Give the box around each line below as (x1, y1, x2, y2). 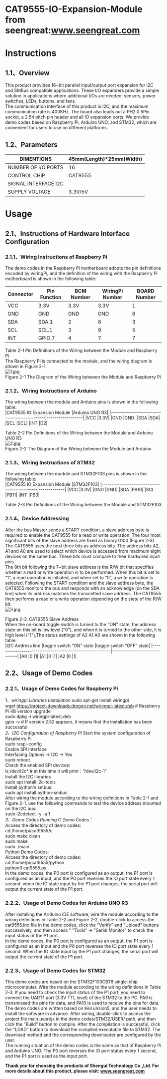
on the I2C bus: (5, 805, 37, 812)
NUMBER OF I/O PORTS (7, 164, 64, 171)
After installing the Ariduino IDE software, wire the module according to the (5, 911, 159, 917)
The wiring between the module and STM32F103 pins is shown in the (5, 471, 147, 477)
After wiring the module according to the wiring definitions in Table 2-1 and (5, 795, 159, 801)
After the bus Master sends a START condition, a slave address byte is (5, 527, 149, 533)
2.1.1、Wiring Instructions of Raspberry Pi (5, 253, 108, 260)
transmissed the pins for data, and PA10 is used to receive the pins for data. (5, 1000, 160, 1006)
